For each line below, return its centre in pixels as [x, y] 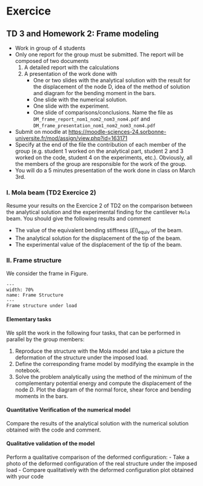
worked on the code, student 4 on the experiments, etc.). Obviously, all [104, 158]
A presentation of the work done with [71, 74]
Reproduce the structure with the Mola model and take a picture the [100, 351]
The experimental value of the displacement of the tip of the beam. [98, 245]
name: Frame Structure [35, 295]
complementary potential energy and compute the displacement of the [103, 383]
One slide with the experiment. [72, 106]
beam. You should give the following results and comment [79, 219]
